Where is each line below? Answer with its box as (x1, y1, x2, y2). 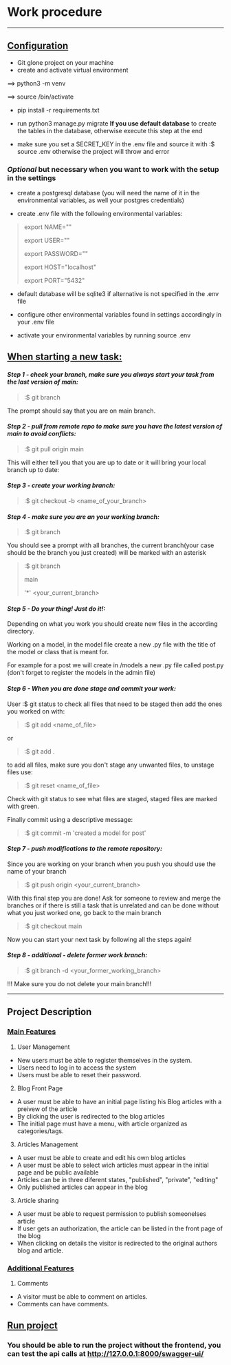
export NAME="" (23, 223, 72, 231)
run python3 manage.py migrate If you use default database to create (16, 119, 217, 128)
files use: (7, 767, 33, 776)
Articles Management (16, 1140, 78, 1148)
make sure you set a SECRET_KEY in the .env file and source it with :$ (16, 139, 215, 148)
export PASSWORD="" (23, 250, 88, 258)
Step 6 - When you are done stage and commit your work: (7, 685, 177, 693)
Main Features (7, 1027, 56, 1037)
